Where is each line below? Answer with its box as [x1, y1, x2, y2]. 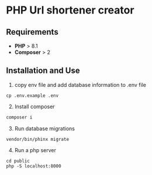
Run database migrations [14, 124, 75, 132]
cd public [6, 158, 30, 164]
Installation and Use [6, 66, 80, 76]
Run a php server [14, 146, 57, 153]
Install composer [14, 103, 55, 110]
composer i [6, 114, 33, 120]
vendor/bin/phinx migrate [6, 136, 69, 142]
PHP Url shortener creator [6, 4, 134, 17]
